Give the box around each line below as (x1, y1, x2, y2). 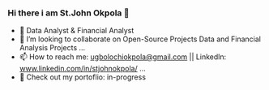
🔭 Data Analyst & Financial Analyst (19, 26, 134, 36)
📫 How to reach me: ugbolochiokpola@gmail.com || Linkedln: (19, 52, 227, 62)
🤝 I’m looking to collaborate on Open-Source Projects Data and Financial (19, 34, 261, 44)
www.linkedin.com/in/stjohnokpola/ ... (19, 64, 147, 74)
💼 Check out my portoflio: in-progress (19, 72, 147, 82)
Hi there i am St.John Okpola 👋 (7, 7, 130, 19)
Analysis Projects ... (19, 43, 86, 53)
